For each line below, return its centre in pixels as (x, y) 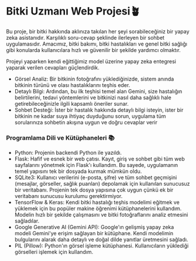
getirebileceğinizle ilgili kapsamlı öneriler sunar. (71, 103)
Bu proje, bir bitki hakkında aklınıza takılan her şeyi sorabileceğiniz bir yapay (98, 31)
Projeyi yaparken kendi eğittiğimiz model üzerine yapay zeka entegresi (91, 61)
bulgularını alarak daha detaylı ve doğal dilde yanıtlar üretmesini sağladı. (101, 239)
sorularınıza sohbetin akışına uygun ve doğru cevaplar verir (86, 122)
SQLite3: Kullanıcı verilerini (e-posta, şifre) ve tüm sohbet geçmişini (96, 178)
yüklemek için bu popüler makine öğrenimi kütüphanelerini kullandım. (98, 208)
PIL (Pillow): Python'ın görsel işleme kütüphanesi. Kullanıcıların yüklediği (102, 246)
